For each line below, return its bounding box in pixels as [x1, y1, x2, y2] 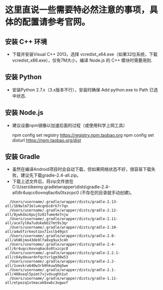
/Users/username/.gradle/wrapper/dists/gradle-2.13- [9, 199, 118, 204]
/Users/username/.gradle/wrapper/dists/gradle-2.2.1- [9, 251, 120, 255]
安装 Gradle [5, 153, 40, 161]
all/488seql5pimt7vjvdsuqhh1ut [5, 272, 68, 277]
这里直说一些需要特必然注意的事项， [5, 4, 150, 16]
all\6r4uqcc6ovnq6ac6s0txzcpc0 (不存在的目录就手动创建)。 [12, 190, 134, 196]
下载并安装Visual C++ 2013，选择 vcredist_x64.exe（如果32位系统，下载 [12, 52, 158, 57]
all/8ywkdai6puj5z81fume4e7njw [5, 212, 68, 217]
